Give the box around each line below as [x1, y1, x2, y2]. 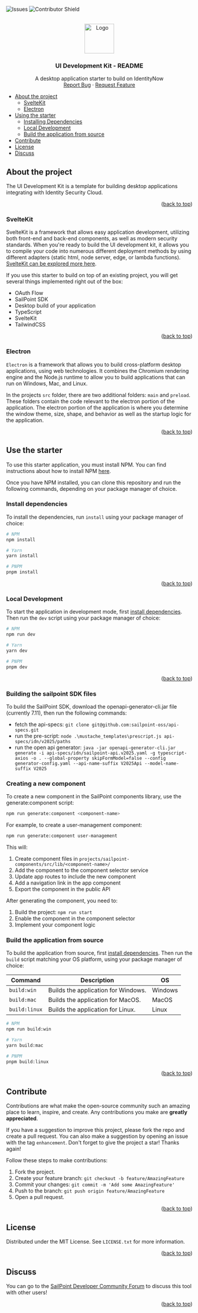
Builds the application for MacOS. [48, 996, 141, 1004]
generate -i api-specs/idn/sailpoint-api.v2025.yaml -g [14, 750, 155, 756]
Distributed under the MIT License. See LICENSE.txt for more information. [6, 1238, 185, 1245]
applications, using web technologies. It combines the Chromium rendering [6, 367, 189, 374]
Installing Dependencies [23, 118, 83, 125]
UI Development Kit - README [55, 61, 144, 69]
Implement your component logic [14, 921, 96, 928]
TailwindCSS [14, 321, 46, 328]
